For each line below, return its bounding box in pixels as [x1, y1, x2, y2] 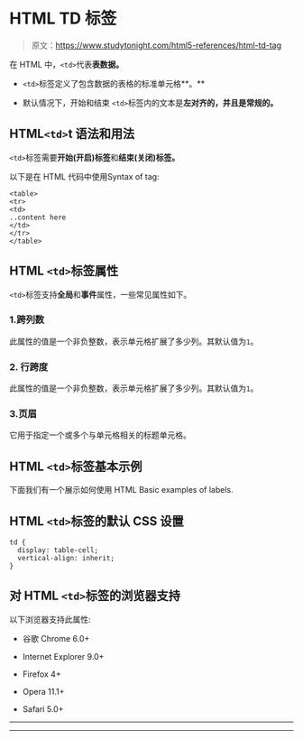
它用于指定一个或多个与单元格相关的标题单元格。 [9, 430, 191, 440]
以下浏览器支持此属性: [9, 614, 92, 624]
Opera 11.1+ [22, 686, 65, 697]
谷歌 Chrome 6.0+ [22, 633, 90, 643]
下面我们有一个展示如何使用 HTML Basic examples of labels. [9, 485, 234, 495]
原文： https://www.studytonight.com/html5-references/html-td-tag [31, 40, 282, 51]
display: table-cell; [17, 546, 99, 555]
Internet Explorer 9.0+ [22, 651, 105, 661]
